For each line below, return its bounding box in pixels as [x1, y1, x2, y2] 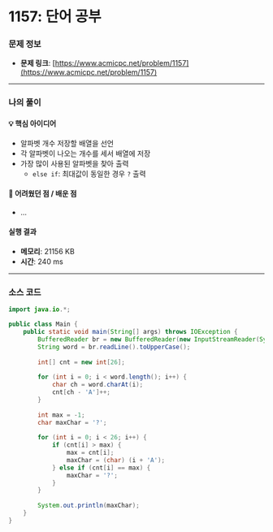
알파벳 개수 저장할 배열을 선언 [19, 138, 114, 148]
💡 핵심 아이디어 [8, 119, 57, 128]
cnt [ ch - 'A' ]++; [51, 388, 111, 396]
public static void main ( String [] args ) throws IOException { [23, 328, 238, 336]
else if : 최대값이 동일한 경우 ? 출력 [32, 168, 146, 179]
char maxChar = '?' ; [37, 418, 107, 426]
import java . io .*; [8, 305, 71, 314]
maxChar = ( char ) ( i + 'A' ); [66, 456, 165, 464]
